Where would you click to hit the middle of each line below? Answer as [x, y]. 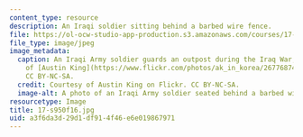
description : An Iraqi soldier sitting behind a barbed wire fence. [141, 26]
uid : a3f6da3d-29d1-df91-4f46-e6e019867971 [92, 118]
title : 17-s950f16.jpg [52, 110]
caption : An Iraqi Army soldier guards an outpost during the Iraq [147, 59]
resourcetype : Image [48, 101]
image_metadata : [40, 51]
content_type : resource [54, 18]
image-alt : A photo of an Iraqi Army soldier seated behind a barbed [151, 93]
